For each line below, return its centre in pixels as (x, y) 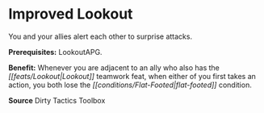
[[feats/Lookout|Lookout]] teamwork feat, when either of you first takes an (132, 76)
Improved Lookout (71, 14)
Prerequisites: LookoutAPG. (55, 52)
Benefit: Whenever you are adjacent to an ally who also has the (114, 67)
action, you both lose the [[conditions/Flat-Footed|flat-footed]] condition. (130, 85)
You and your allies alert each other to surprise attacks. (100, 36)
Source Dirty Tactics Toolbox (57, 100)
